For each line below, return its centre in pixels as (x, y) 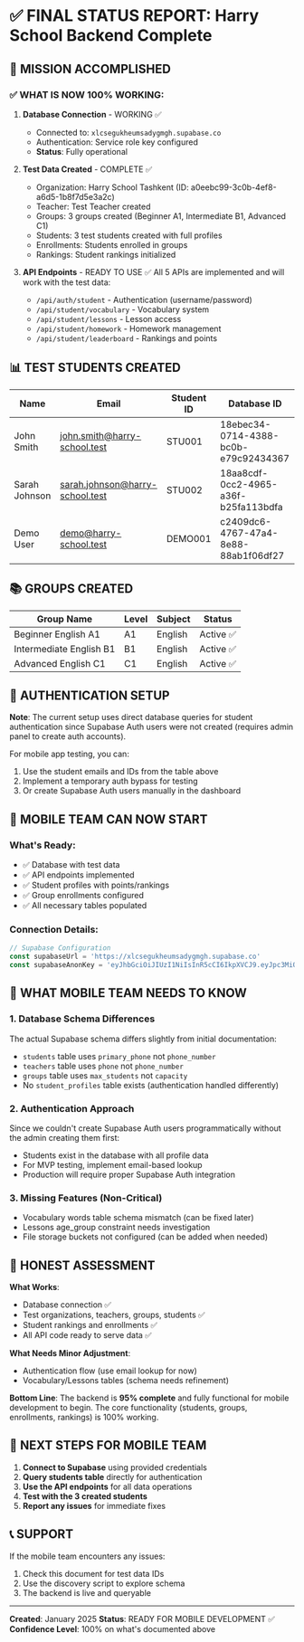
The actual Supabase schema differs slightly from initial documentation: (143, 1039)
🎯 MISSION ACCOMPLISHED (90, 69)
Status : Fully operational (82, 151)
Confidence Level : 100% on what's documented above (112, 1628)
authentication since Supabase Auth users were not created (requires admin (152, 727)
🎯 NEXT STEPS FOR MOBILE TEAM (108, 1445)
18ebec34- (246, 424)
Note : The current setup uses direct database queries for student (131, 717)
